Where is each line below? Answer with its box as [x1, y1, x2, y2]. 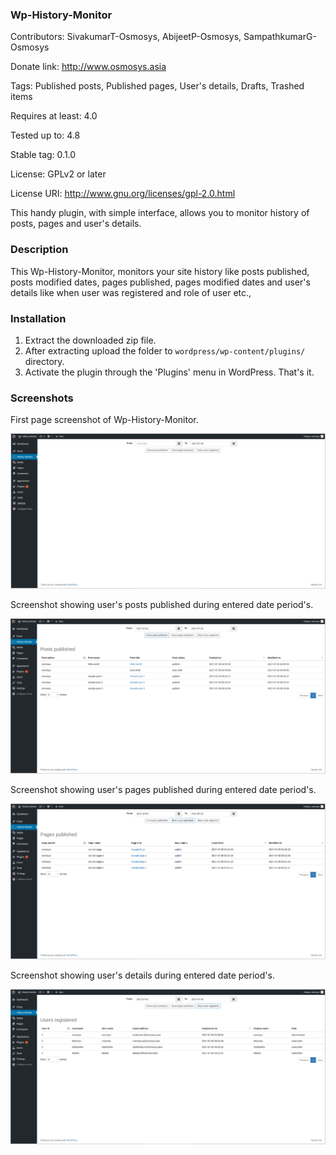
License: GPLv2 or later [10, 168, 107, 180]
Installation [10, 311, 67, 325]
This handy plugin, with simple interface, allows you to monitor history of [10, 207, 310, 219]
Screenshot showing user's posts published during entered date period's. [10, 598, 314, 610]
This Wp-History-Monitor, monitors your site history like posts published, [10, 265, 310, 277]
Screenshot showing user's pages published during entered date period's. [10, 783, 317, 795]
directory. [24, 355, 65, 367]
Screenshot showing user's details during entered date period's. [10, 969, 275, 981]
